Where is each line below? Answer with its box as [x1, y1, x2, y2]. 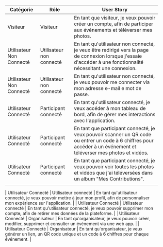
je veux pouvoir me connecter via [74, 79, 150, 86]
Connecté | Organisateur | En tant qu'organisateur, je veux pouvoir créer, [5, 216, 150, 221]
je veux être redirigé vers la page [74, 47, 149, 53]
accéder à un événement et [74, 143, 137, 150]
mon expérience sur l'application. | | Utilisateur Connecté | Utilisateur [5, 200, 143, 206]
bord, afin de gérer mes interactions [74, 111, 156, 118]
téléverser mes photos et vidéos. [74, 149, 149, 156]
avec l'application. [74, 117, 115, 123]
